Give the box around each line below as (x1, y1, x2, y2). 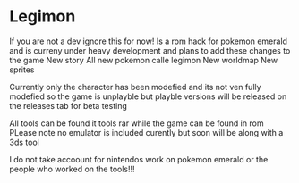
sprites (9, 64, 35, 75)
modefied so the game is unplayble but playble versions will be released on (9, 91, 287, 102)
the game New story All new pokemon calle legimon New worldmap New (9, 54, 278, 65)
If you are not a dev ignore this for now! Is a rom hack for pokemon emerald (9, 36, 288, 46)
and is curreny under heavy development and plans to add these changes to (9, 45, 291, 55)
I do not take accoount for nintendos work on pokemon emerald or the (9, 154, 269, 164)
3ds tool (9, 137, 40, 147)
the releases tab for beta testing (9, 100, 127, 111)
